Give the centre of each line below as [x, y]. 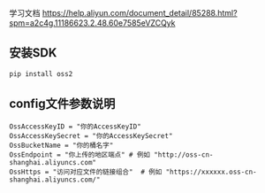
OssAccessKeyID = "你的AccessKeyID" [75, 127]
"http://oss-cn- [184, 154]
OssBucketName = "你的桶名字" [61, 145]
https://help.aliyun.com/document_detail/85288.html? [140, 13]
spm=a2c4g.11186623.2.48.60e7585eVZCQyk [92, 23]
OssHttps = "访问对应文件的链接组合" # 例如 [86, 172]
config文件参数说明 [62, 104]
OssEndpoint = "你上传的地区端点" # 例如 [79, 154]
